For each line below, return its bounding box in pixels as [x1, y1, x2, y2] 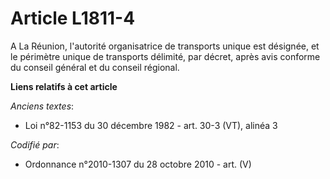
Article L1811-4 [10, 7, 136, 30]
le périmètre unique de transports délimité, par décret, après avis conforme [10, 50, 321, 62]
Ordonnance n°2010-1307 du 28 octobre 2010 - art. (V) [24, 158, 252, 170]
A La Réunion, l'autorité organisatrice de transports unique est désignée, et [10, 40, 320, 52]
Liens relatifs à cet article [10, 80, 118, 92]
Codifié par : [10, 138, 60, 151]
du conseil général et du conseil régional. [10, 61, 180, 73]
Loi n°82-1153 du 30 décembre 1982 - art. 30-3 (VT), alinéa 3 [24, 119, 278, 131]
